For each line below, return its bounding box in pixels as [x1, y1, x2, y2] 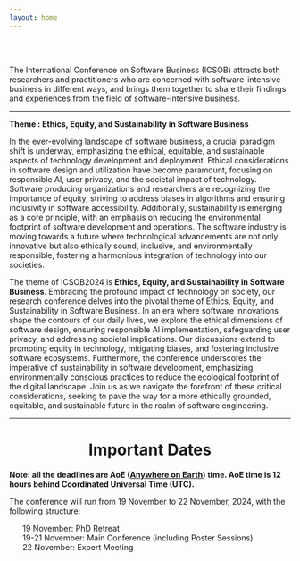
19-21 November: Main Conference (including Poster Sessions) [21, 532, 254, 543]
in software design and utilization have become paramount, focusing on [9, 164, 273, 175]
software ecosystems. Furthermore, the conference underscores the [9, 352, 262, 363]
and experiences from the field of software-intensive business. [9, 93, 241, 104]
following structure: [9, 506, 81, 516]
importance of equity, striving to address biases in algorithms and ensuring [9, 193, 286, 204]
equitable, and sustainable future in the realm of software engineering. [9, 399, 269, 411]
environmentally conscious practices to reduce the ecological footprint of [9, 372, 279, 382]
